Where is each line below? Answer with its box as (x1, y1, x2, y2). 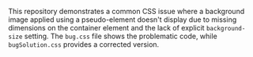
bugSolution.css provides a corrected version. (8, 40, 160, 49)
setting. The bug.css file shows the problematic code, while (24, 31, 217, 41)
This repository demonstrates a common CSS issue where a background (8, 7, 245, 16)
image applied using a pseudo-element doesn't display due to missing (8, 15, 237, 24)
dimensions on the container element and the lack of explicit (8, 23, 205, 32)
